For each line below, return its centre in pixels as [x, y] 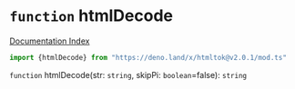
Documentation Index [50, 41]
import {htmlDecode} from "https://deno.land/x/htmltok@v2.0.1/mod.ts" [148, 57]
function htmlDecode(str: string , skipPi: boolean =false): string [128, 74]
